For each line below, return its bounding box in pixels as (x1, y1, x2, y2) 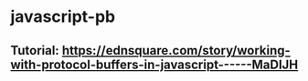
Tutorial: (10, 43, 60, 58)
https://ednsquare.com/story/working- (61, 43, 291, 58)
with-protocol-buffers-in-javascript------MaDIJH (10, 56, 299, 72)
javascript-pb (10, 6, 116, 27)
